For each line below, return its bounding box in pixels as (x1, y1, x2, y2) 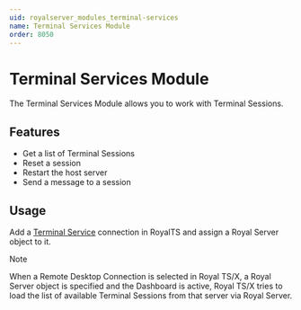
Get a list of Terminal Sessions (22, 148, 136, 159)
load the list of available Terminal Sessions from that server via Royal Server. (9, 289, 293, 301)
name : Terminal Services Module (9, 22, 130, 31)
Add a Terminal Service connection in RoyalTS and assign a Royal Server (9, 226, 279, 237)
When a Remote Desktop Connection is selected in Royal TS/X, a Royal (9, 270, 271, 281)
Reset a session (22, 158, 82, 169)
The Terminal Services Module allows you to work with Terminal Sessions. (9, 98, 284, 109)
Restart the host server (22, 167, 108, 178)
